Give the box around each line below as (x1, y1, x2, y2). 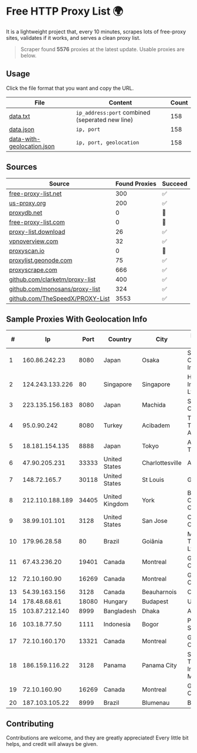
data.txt (9, 112, 30, 120)
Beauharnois (141, 588, 177, 596)
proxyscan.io (9, 247, 45, 255)
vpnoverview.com (9, 237, 59, 245)
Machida (141, 401, 166, 409)
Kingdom (103, 500, 129, 508)
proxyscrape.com (9, 265, 57, 273)
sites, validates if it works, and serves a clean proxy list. (6, 34, 141, 41)
